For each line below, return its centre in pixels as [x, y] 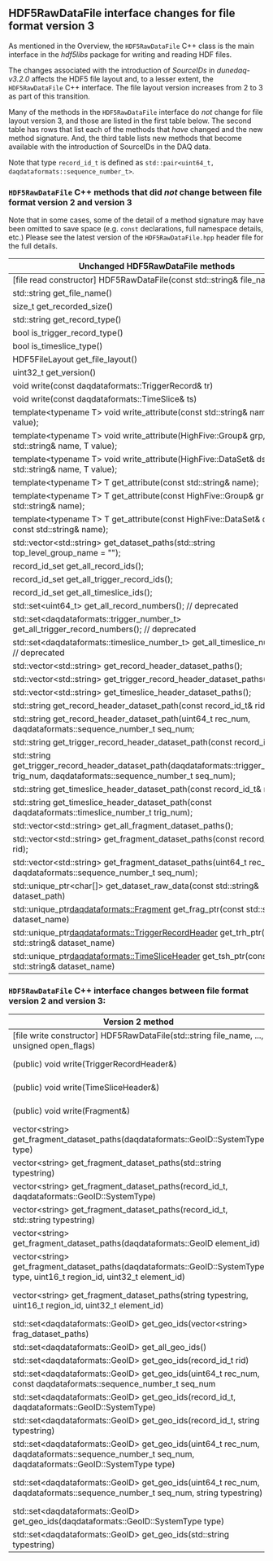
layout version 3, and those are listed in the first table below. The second [130, 121]
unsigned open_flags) [54, 1046]
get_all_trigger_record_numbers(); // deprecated [104, 629]
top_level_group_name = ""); [67, 553]
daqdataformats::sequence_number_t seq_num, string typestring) [138, 1493]
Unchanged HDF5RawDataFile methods [157, 266]
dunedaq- [233, 70]
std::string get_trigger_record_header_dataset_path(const [123, 742]
